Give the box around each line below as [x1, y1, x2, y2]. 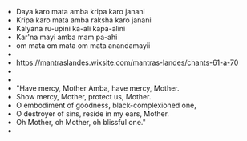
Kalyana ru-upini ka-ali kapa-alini [15, 24, 126, 33]
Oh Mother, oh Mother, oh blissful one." [15, 118, 146, 127]
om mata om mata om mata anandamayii [15, 41, 151, 50]
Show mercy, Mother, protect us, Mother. [15, 92, 152, 101]
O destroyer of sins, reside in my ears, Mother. [15, 109, 170, 119]
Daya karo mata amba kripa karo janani [15, 7, 146, 16]
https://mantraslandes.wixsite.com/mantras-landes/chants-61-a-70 [15, 58, 239, 67]
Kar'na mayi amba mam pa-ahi [15, 32, 118, 42]
